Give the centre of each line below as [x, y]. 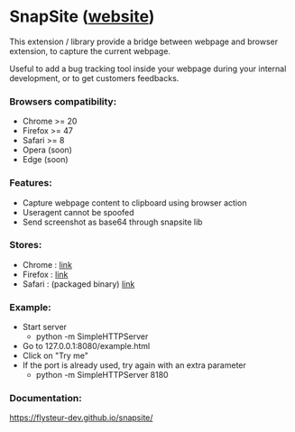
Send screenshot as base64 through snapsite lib [112, 222]
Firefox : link [45, 274]
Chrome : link [47, 264]
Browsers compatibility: [63, 101]
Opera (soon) [47, 150]
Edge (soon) [46, 160]
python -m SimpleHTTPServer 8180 [102, 375]
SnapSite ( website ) [82, 17]
